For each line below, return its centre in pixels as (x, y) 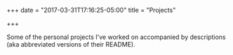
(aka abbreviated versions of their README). (71, 44)
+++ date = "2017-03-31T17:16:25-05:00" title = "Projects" (91, 10)
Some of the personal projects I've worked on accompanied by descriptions (116, 37)
